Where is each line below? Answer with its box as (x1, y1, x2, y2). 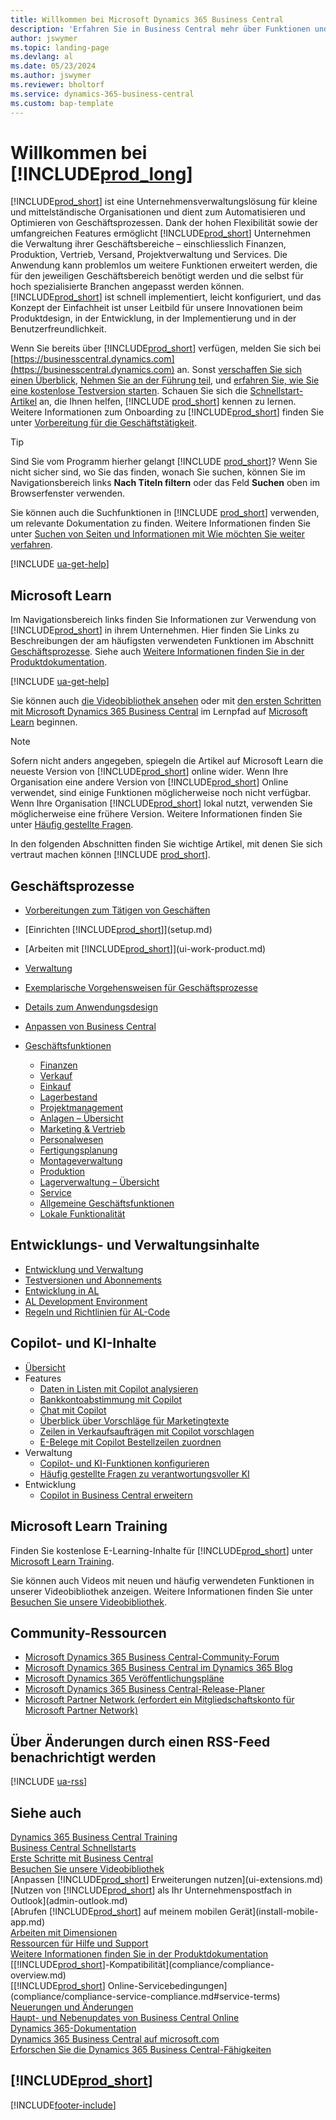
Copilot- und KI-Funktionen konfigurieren (39, 1457, 210, 1469)
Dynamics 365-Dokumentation (10, 2022, 137, 2034)
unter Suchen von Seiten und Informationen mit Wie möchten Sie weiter (10, 528, 306, 540)
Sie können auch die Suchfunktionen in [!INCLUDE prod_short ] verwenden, (10, 507, 320, 519)
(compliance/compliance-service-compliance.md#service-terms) (10, 1990, 281, 2002)
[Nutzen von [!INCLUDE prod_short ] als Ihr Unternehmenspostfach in (10, 1884, 292, 1896)
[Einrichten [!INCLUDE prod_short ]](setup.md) (24, 924, 213, 936)
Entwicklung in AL (24, 1284, 100, 1296)
